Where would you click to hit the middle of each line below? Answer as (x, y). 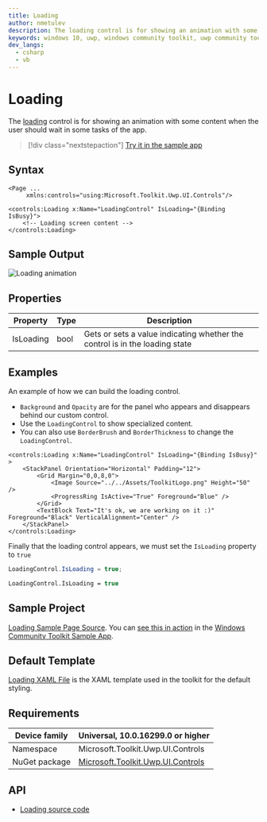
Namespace (35, 749)
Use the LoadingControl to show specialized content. (106, 424)
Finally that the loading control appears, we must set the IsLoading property (132, 546)
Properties (35, 298)
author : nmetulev (37, 23)
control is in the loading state (138, 344)
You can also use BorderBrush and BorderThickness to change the (127, 432)
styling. (20, 689)
